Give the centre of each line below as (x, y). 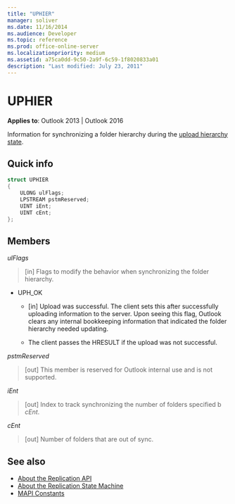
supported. (40, 377)
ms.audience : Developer (42, 33)
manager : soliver (33, 20)
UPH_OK (30, 293)
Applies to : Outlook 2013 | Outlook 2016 (65, 120)
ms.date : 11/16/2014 (38, 27)
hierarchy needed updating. (68, 329)
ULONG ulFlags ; (42, 193)
